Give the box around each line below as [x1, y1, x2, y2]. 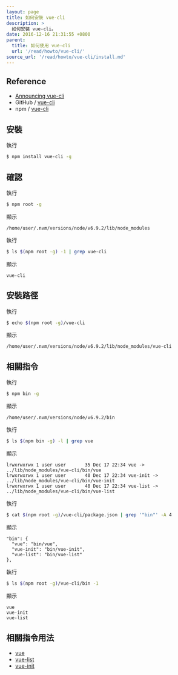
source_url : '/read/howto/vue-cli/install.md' [6, 54, 126, 60]
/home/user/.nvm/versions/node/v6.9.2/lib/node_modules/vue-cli [6, 344, 172, 350]
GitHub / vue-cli [15, 99, 55, 106]
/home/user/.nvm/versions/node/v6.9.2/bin [6, 414, 115, 421]
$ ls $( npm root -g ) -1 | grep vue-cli [6, 248, 107, 254]
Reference [6, 76, 47, 87]
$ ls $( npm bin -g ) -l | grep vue [6, 438, 94, 444]
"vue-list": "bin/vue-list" [12, 551, 83, 557]
